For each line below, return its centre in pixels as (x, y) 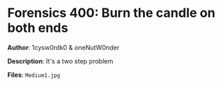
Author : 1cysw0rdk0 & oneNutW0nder (63, 47)
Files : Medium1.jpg (34, 75)
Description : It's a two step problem (60, 61)
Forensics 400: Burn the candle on (111, 13)
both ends (38, 28)
